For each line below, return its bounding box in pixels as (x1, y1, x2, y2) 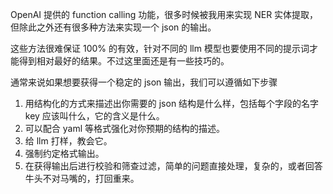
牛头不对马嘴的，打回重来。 (24, 173, 140, 184)
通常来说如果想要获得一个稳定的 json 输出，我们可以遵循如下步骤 (10, 76, 278, 88)
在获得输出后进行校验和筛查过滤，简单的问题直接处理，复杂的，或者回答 (24, 160, 323, 172)
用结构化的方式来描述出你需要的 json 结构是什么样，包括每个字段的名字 (24, 98, 320, 109)
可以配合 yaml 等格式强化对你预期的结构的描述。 (24, 123, 225, 134)
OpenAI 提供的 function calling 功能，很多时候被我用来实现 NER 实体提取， (10, 9, 319, 20)
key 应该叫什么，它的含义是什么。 (24, 110, 165, 122)
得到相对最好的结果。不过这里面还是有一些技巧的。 (18, 55, 230, 67)
